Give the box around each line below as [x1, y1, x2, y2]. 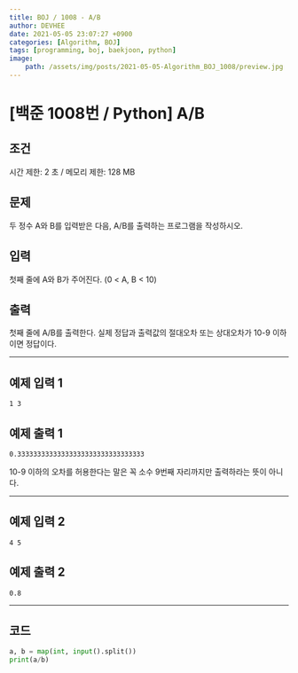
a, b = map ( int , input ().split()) [9, 647, 137, 656]
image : [9, 54, 34, 63]
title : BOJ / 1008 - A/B [9, 12, 101, 22]
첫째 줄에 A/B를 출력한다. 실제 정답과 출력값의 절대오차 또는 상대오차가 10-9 [9, 327, 271, 338]
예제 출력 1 [9, 426, 64, 441]
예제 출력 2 [9, 565, 66, 580]
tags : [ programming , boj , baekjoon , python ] [9, 46, 176, 55]
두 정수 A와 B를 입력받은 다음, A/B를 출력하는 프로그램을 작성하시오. [9, 220, 244, 231]
